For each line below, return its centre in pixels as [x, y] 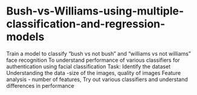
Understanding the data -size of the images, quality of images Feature [94, 73]
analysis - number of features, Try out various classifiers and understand [97, 79]
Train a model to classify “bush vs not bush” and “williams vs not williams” [99, 53]
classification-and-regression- [86, 24]
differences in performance [40, 85]
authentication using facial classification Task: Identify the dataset [89, 66]
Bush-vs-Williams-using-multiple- [95, 11]
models [25, 37]
